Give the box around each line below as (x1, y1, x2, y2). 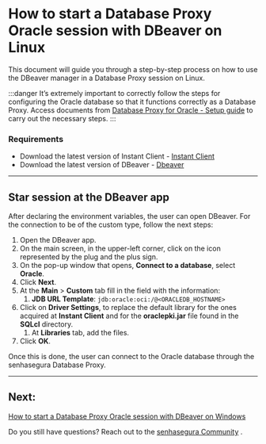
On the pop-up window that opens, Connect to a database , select (19, 261, 236, 270)
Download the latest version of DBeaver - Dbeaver (19, 160, 184, 170)
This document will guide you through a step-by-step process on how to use (8, 64, 258, 74)
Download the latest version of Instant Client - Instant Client (19, 151, 215, 161)
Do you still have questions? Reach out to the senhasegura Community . (8, 427, 243, 436)
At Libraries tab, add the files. (31, 328, 129, 338)
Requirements (8, 133, 64, 144)
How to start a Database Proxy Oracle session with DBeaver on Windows (8, 411, 246, 421)
